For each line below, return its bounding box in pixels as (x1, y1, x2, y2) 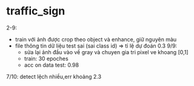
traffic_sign (6, 4, 65, 18)
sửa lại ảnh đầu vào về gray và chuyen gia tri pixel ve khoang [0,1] (24, 48, 189, 55)
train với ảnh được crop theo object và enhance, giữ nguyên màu (15, 35, 177, 43)
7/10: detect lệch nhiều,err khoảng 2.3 (6, 73, 102, 80)
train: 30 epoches (24, 55, 69, 62)
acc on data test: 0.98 (24, 61, 79, 69)
